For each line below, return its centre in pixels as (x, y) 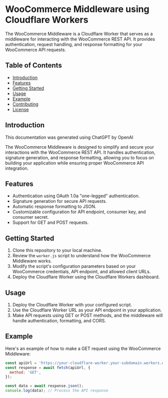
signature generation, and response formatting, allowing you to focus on (79, 157)
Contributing (25, 104)
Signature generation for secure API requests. (59, 201)
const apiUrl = (21, 363)
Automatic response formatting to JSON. (54, 207)
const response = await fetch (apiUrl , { (48, 367)
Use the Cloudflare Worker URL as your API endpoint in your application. (87, 310)
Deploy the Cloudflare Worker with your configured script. (72, 305)
